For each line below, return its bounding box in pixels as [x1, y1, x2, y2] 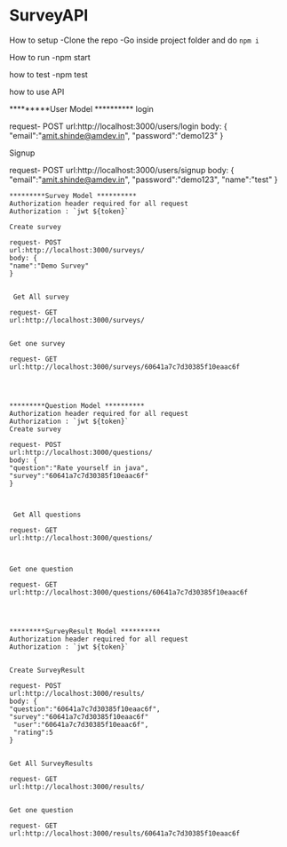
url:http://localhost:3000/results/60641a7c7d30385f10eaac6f [9, 828, 241, 838]
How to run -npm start [9, 52, 91, 62]
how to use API [9, 86, 65, 97]
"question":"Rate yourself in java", [9, 463, 149, 472]
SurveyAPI [9, 5, 89, 26]
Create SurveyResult [9, 666, 86, 675]
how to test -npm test [9, 68, 89, 80]
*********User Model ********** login [9, 103, 154, 114]
